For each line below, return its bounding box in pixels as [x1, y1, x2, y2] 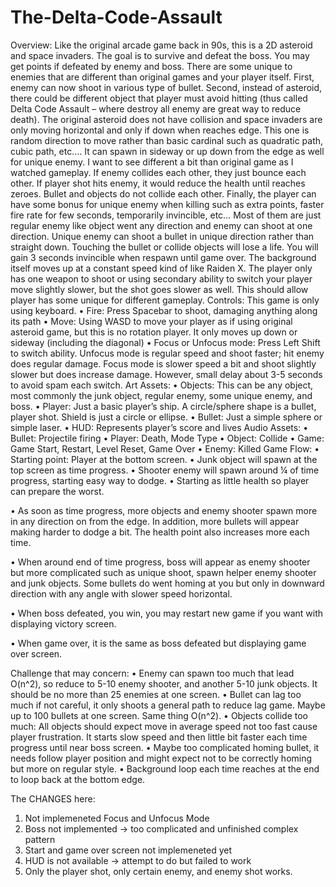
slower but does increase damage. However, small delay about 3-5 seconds [10, 368, 323, 380]
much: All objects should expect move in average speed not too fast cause [10, 720, 318, 732]
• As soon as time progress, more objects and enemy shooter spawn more [10, 504, 318, 516]
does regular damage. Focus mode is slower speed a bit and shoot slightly [10, 357, 317, 370]
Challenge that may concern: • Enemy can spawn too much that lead [10, 667, 295, 679]
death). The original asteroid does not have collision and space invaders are [10, 113, 323, 125]
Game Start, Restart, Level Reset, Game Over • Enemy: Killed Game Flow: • [10, 442, 320, 455]
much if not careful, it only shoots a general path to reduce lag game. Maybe [10, 699, 326, 711]
